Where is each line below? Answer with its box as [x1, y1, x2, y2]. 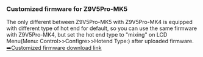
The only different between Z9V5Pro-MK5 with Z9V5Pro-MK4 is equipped [6, 19, 193, 26]
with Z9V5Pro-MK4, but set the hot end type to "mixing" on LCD [6, 31, 168, 38]
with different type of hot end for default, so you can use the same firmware [6, 25, 197, 32]
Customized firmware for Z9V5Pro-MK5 [6, 5, 128, 13]
